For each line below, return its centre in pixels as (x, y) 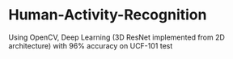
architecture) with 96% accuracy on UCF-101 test (91, 45)
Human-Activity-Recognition (108, 15)
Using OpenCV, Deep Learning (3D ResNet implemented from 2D (116, 37)
